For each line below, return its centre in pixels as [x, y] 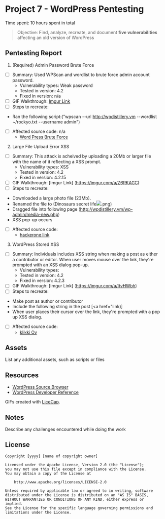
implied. [14, 504]
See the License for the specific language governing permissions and [79, 508]
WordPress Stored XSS [35, 244]
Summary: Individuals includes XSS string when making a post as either [85, 254]
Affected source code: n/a [39, 131]
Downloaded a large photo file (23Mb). [51, 198]
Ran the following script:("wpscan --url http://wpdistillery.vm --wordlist [84, 117]
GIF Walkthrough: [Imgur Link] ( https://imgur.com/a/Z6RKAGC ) [76, 183]
